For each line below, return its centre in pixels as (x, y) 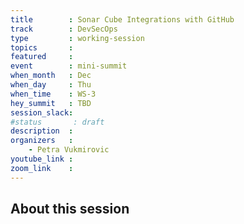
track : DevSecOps (64, 29)
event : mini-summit (69, 66)
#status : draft (57, 122)
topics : (42, 47)
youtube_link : (42, 159)
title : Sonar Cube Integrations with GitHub (122, 19)
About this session (70, 209)
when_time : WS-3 (53, 94)
